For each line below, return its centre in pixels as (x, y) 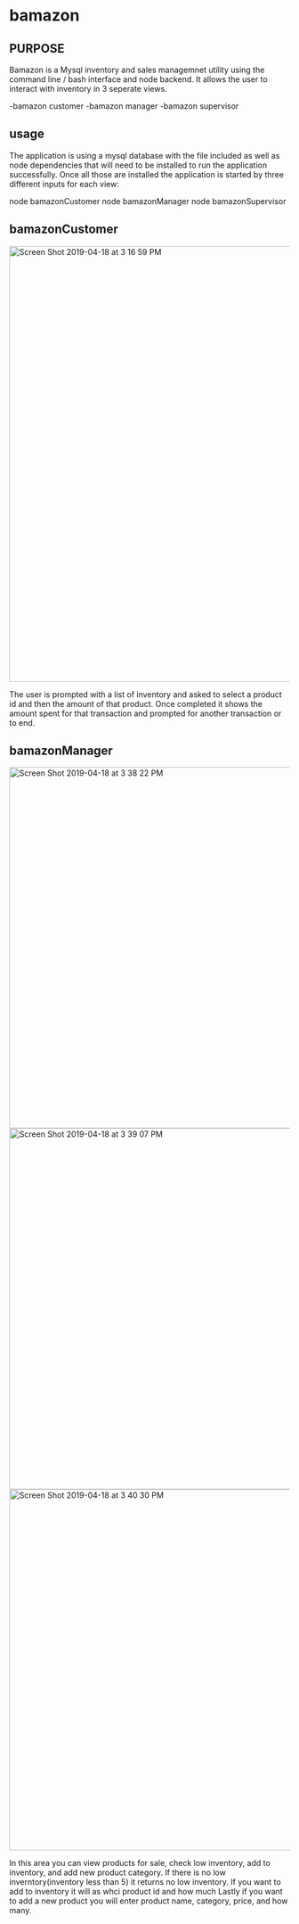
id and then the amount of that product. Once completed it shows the (136, 703)
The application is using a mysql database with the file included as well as (145, 155)
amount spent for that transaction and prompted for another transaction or (145, 713)
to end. (22, 722)
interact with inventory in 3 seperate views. (88, 89)
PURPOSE (37, 49)
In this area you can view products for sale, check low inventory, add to (140, 1863)
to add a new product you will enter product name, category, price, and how (149, 1901)
